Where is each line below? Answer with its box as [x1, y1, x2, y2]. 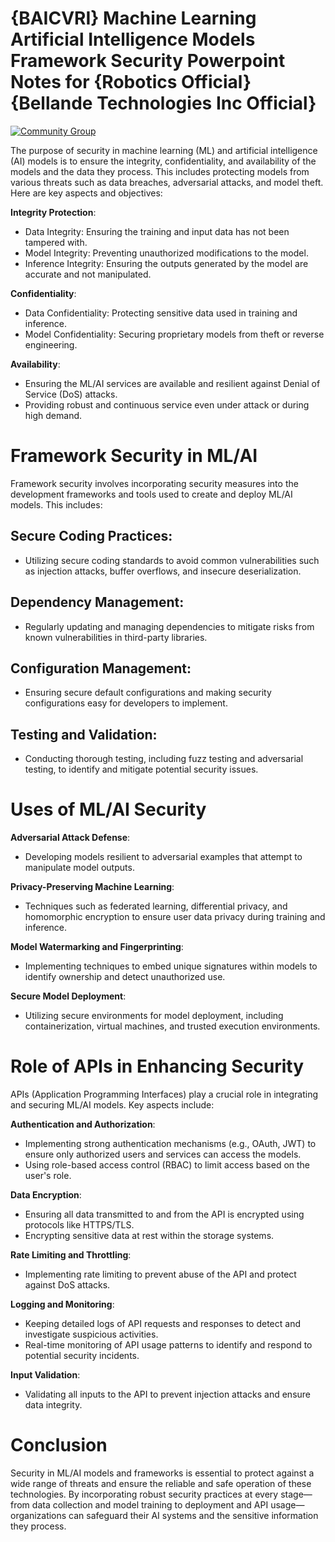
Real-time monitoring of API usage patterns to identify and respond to [24, 1339, 313, 1351]
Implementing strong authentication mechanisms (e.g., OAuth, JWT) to [24, 1138, 317, 1149]
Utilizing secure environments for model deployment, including [24, 1010, 284, 1022]
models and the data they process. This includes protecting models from [10, 165, 310, 177]
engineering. [24, 338, 78, 351]
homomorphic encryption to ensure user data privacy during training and [24, 911, 326, 923]
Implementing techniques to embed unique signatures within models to [24, 960, 318, 972]
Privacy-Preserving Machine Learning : [10, 881, 175, 893]
